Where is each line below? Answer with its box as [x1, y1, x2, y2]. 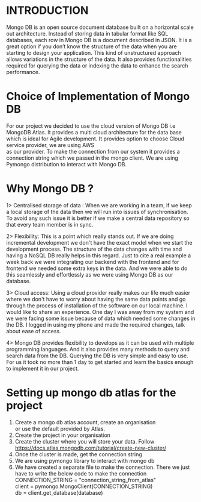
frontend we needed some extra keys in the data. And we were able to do [6, 265, 188, 272]
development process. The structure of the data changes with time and [6, 245, 182, 253]
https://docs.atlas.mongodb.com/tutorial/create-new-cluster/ [14, 444, 167, 451]
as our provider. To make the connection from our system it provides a [6, 148, 180, 155]
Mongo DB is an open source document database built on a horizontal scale [6, 24, 194, 31]
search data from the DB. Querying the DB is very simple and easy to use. [6, 352, 189, 359]
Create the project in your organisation [14, 431, 111, 439]
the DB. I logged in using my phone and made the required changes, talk [6, 321, 185, 328]
